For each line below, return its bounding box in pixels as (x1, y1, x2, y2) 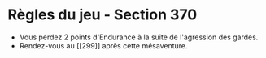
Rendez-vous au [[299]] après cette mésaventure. (19, 40, 188, 50)
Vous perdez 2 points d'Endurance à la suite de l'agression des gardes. (19, 32, 259, 42)
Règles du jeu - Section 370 (7, 6, 198, 24)
